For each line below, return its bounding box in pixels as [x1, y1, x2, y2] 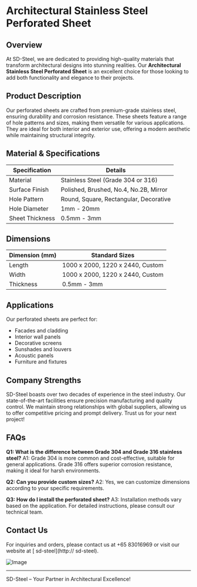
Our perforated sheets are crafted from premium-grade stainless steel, [6, 107, 177, 114]
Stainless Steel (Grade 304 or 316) [60, 176, 158, 184]
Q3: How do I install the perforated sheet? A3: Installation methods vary [6, 496, 182, 503]
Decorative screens [14, 340, 62, 347]
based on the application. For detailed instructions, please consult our [6, 502, 175, 509]
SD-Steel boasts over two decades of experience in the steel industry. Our [6, 391, 186, 398]
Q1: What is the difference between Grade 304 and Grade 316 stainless [6, 448, 183, 455]
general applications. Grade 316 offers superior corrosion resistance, [6, 460, 173, 467]
